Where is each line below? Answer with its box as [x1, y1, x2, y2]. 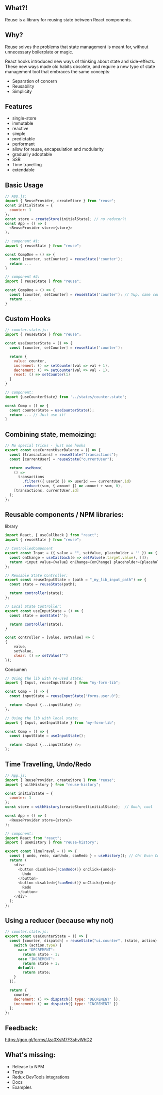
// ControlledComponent [5, 546, 53, 551]
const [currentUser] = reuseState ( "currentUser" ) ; [9, 457, 114, 462]
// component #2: [5, 274, 40, 279]
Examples [12, 1084, 32, 1090]
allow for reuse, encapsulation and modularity [12, 146, 104, 152]
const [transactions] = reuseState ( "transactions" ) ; [9, 452, 118, 457]
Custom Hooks [5, 315, 51, 323]
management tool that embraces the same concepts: [5, 68, 111, 74]
